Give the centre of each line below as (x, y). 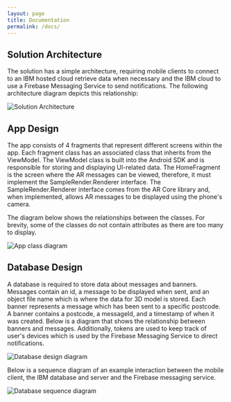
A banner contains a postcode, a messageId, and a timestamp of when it (111, 313)
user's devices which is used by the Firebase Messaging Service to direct (112, 335)
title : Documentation (38, 20)
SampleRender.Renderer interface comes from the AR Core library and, (109, 189)
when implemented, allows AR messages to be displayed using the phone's (115, 197)
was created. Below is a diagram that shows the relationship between (106, 321)
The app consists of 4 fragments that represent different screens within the (115, 145)
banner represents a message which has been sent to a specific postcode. (114, 306)
